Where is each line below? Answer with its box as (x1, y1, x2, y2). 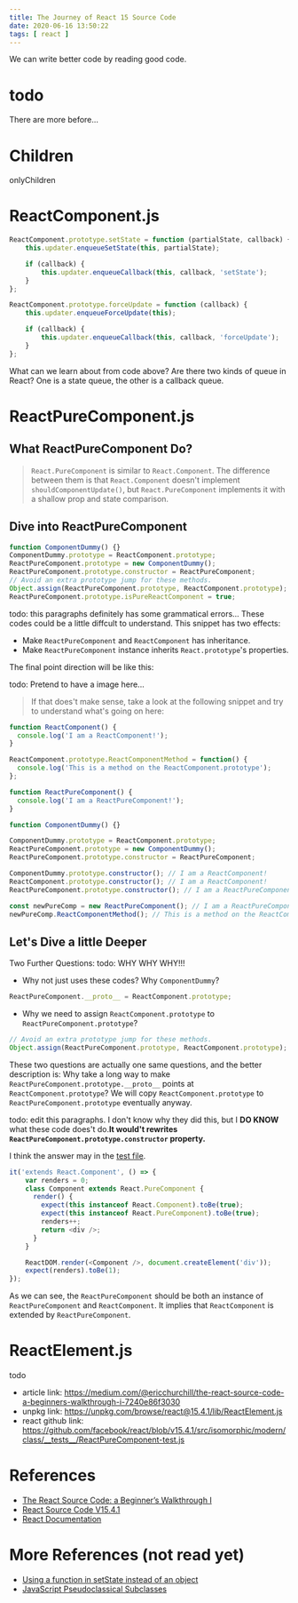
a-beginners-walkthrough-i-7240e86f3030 (21, 1397, 181, 1408)
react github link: (21, 1416, 84, 1426)
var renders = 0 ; (25, 1176, 90, 1184)
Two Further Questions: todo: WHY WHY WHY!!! (9, 958, 185, 969)
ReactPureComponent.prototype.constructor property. (9, 1133, 206, 1144)
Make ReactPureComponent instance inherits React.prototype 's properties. (21, 644, 289, 655)
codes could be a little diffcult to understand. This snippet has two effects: (9, 618, 281, 628)
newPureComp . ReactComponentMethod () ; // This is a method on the (9, 910, 255, 919)
